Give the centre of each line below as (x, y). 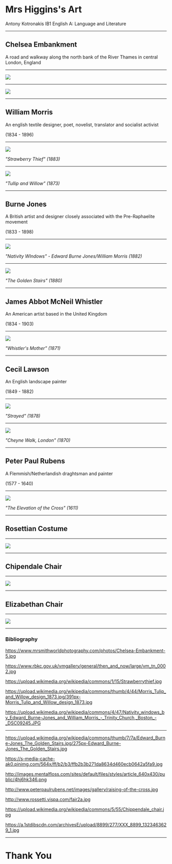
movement (17, 222)
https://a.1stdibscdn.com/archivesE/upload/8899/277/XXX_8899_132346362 (86, 824)
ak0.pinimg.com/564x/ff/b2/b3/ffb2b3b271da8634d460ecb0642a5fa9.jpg (84, 764)
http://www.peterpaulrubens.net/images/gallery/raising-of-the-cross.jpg (82, 789)
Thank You (29, 856)
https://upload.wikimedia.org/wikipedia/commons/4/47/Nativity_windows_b (85, 712)
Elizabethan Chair (34, 604)
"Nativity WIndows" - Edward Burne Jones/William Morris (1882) (74, 256)
